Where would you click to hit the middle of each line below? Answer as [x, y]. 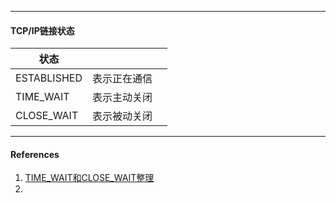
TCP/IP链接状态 [42, 30]
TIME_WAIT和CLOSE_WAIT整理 [89, 178]
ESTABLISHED [49, 78]
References [35, 154]
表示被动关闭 [122, 116]
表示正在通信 [122, 79]
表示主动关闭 [122, 98]
